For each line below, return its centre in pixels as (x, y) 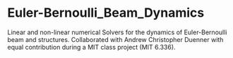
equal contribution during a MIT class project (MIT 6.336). (91, 47)
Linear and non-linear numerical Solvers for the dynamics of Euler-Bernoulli (117, 32)
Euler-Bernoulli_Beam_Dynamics (106, 13)
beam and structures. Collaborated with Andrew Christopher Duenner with (115, 39)
